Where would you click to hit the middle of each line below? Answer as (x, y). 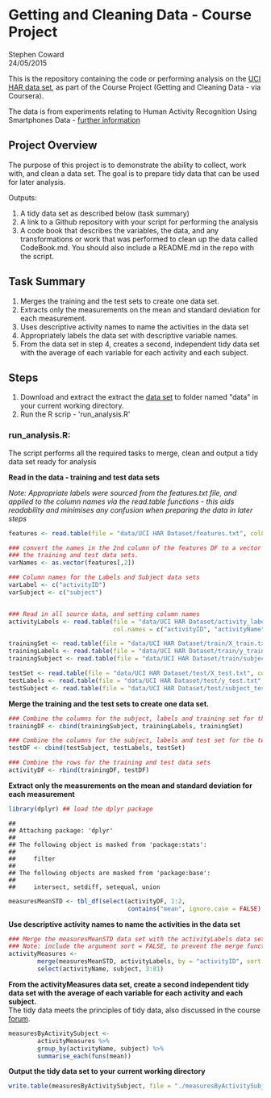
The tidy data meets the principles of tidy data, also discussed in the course (134, 1010)
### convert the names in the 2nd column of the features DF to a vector (135, 548)
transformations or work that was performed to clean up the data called (139, 239)
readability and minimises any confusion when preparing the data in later (131, 509)
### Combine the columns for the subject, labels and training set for (131, 719)
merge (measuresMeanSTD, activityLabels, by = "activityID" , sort (150, 962)
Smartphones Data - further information (75, 119)
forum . (19, 1018)
